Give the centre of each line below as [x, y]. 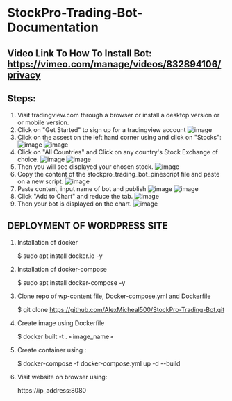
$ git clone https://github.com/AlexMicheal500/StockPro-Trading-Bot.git [121, 310]
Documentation [53, 27]
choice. [28, 159]
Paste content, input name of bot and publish [82, 189]
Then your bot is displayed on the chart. [74, 204]
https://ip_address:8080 [52, 391]
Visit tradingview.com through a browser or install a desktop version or [118, 115]
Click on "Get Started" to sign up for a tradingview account [101, 130]
